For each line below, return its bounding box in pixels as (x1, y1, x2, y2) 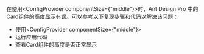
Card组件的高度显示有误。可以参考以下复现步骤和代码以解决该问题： (6, 13, 178, 20)
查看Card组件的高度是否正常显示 (15, 41, 97, 48)
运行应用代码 (15, 33, 47, 41)
